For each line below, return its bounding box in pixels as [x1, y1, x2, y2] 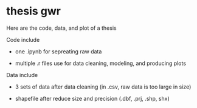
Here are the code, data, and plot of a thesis [6, 24, 117, 32]
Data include [6, 71, 38, 78]
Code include [6, 36, 40, 43]
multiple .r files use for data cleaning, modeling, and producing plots [15, 59, 187, 67]
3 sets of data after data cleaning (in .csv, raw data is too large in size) [15, 83, 192, 90]
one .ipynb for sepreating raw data [15, 47, 102, 55]
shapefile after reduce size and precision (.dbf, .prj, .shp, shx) [15, 95, 170, 102]
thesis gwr [6, 4, 61, 18]
